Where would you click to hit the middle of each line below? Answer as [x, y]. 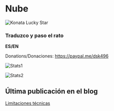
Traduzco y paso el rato [34, 35]
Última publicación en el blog [51, 91]
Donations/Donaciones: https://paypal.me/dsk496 [57, 56]
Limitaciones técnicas [28, 103]
